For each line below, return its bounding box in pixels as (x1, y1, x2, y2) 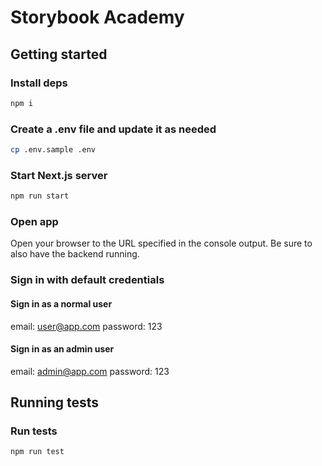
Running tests (10, 394, 100, 411)
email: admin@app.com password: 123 (10, 365, 170, 377)
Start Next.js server (10, 168, 108, 182)
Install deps (10, 76, 68, 90)
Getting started (10, 46, 108, 63)
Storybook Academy (10, 6, 185, 29)
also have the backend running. (10, 248, 140, 260)
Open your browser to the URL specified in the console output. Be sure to (10, 237, 313, 250)
